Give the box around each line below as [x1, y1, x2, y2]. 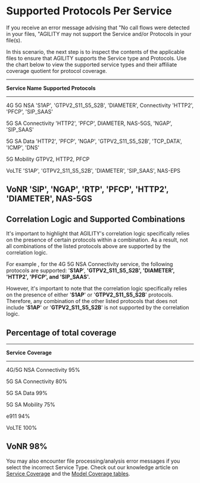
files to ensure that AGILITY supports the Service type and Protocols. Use [6, 54, 187, 62]
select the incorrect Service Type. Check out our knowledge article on [6, 463, 179, 470]
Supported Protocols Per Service [6, 4, 172, 18]
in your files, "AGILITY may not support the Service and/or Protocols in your [6, 30, 192, 37]
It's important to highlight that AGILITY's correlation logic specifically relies [6, 230, 190, 237]
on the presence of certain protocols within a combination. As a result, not [6, 236, 188, 243]
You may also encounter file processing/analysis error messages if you [6, 457, 180, 464]
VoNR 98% [6, 441, 48, 452]
